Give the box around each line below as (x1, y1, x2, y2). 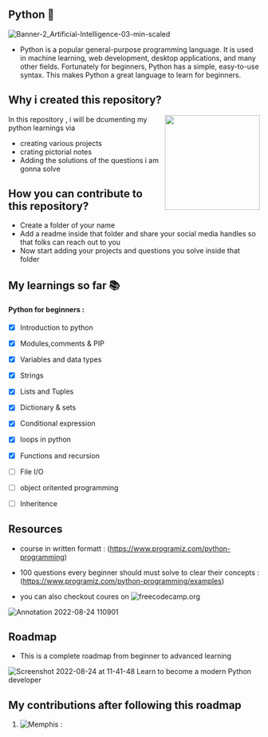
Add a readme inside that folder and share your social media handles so (19, 229, 257, 239)
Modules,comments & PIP (19, 339, 105, 348)
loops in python (19, 434, 72, 444)
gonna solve (19, 164, 61, 173)
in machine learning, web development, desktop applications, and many (19, 53, 257, 62)
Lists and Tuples (19, 386, 74, 396)
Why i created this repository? (8, 93, 162, 107)
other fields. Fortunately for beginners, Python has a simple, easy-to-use (19, 61, 259, 71)
